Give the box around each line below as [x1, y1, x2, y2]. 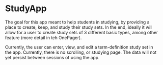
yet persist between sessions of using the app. [5, 54, 100, 60]
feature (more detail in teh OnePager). [5, 35, 82, 41]
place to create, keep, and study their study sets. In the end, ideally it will [5, 24, 153, 30]
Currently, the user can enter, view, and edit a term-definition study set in [5, 44, 153, 50]
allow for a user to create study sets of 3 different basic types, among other [5, 29, 158, 35]
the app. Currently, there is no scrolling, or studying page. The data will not [5, 49, 157, 55]
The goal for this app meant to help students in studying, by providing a [5, 19, 150, 25]
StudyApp [5, 3, 47, 14]
